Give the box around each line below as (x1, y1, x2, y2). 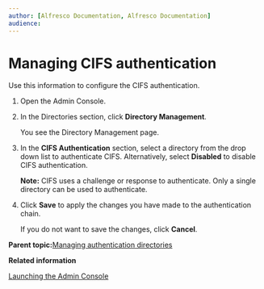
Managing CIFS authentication (8, 54, 216, 73)
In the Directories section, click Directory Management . (19, 112, 207, 122)
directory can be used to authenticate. (19, 185, 148, 195)
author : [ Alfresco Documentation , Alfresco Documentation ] (8, 11, 212, 20)
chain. (19, 209, 41, 219)
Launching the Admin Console (8, 271, 109, 281)
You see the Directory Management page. (19, 128, 160, 137)
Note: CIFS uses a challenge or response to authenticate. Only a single (19, 176, 257, 186)
